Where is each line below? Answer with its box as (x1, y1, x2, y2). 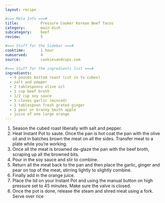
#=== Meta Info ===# (5, 16, 48, 21)
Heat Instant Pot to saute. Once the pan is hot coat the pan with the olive (12, 131, 161, 136)
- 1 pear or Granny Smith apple (9, 107, 77, 112)
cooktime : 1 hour (5, 48, 54, 53)
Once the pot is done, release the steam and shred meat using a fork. (12, 188, 154, 194)
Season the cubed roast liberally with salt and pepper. (12, 125, 123, 131)
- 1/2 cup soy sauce (9, 93, 52, 99)
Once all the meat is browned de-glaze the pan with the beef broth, (12, 146, 150, 152)
